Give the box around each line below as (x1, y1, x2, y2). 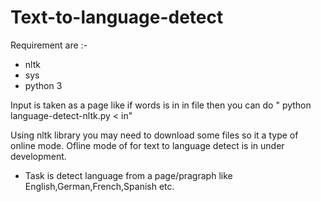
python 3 (24, 79, 63, 91)
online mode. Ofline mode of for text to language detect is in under (10, 139, 285, 151)
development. (10, 150, 67, 162)
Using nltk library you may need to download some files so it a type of (10, 129, 299, 141)
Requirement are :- (10, 39, 88, 51)
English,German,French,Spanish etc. (24, 180, 175, 192)
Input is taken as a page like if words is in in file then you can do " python (10, 99, 312, 111)
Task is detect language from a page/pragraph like (24, 169, 233, 181)
